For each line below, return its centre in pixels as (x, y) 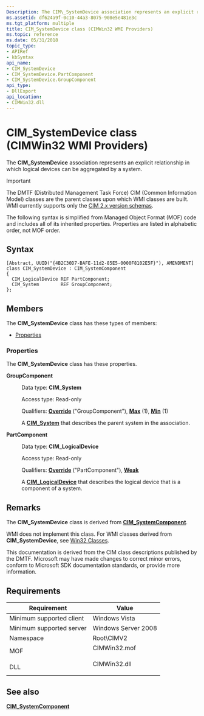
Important (19, 181)
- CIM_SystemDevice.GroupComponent (51, 80)
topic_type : (21, 46)
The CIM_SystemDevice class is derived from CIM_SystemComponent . (97, 522)
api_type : (19, 86)
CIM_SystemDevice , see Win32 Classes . (58, 541)
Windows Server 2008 (125, 628)
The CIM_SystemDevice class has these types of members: (82, 323)
